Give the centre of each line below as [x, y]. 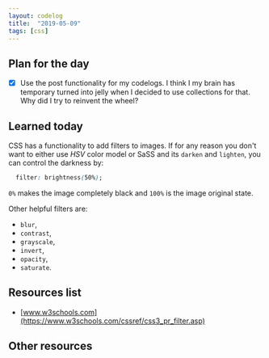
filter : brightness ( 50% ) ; [59, 178]
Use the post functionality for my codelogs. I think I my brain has [128, 83]
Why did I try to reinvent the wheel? [79, 101]
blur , [29, 224]
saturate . [36, 267]
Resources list [45, 293]
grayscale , [38, 241]
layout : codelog [36, 16]
